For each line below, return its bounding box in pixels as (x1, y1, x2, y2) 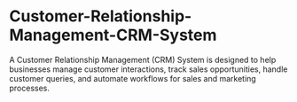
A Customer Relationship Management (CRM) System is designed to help (9, 54, 277, 65)
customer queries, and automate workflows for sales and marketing (9, 73, 257, 83)
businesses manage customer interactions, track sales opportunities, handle (9, 64, 288, 75)
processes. (9, 82, 51, 93)
